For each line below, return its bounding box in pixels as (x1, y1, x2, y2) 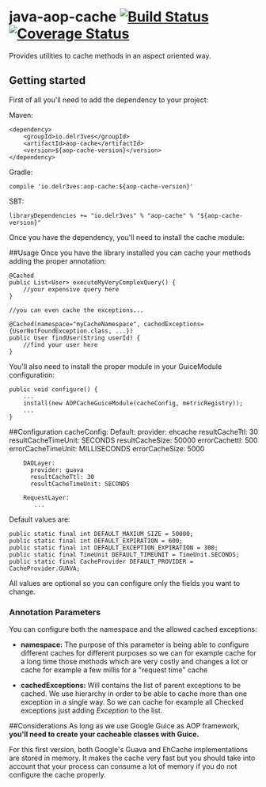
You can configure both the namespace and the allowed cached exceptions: (9, 625, 257, 634)
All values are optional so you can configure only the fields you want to (9, 578, 241, 587)
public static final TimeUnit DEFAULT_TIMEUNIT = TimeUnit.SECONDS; (9, 550, 240, 558)
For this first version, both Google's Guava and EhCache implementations (9, 745, 249, 755)
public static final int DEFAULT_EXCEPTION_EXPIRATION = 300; (9, 543, 218, 552)
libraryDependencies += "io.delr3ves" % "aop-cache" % (9, 211, 194, 219)
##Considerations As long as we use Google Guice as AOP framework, (9, 721, 240, 731)
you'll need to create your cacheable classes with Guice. (9, 729, 199, 739)
